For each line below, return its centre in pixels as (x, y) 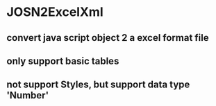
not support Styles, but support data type (98, 85)
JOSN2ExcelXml (55, 12)
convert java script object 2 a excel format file (108, 38)
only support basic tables (63, 61)
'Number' (28, 95)
